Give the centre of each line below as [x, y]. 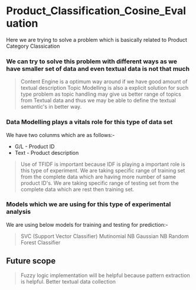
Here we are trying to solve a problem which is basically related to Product [97, 40]
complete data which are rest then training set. [77, 189]
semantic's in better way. [51, 107]
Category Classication [33, 46]
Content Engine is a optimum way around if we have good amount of [104, 82]
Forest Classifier [40, 242]
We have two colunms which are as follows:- [61, 135]
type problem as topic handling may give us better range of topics [101, 94]
